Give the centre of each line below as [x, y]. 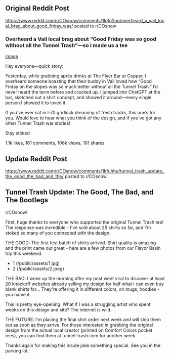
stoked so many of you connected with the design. [58, 233]
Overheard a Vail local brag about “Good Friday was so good [81, 39]
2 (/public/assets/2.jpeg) [38, 268]
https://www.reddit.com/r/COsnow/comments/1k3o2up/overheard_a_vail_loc [85, 20]
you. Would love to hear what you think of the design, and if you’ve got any [83, 118]
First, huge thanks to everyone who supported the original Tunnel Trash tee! [84, 222]
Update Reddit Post [36, 159]
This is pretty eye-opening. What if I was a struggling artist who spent [78, 304]
